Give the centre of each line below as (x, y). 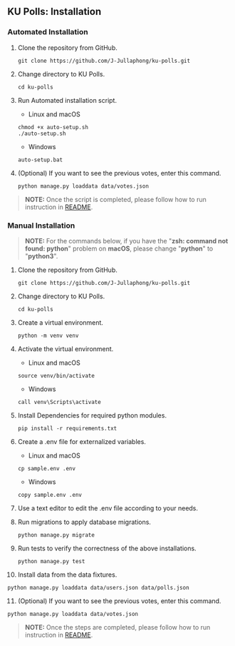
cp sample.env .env (47, 468)
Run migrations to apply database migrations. (84, 522)
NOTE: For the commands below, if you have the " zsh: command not (126, 241)
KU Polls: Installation (54, 12)
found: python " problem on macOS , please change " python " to (119, 248)
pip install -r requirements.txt (67, 428)
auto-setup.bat (40, 160)
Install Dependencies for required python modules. (92, 415)
